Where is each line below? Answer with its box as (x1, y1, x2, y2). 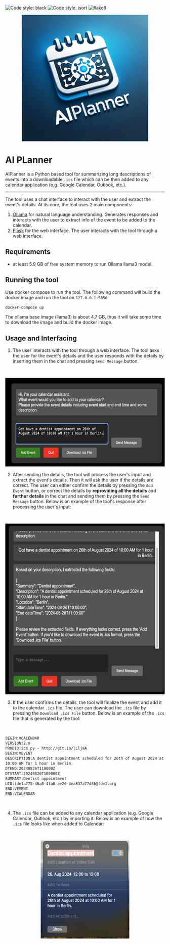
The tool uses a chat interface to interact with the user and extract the (5, 196, 151, 202)
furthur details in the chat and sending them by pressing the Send (12, 493, 150, 499)
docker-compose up (5, 305, 44, 310)
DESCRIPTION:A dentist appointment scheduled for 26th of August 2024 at (5, 756, 164, 761)
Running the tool (5, 276, 59, 284)
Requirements (5, 248, 51, 256)
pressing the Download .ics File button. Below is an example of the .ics (12, 710, 164, 716)
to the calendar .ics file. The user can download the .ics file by (12, 705, 146, 711)
